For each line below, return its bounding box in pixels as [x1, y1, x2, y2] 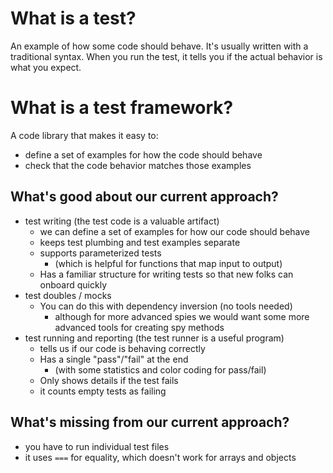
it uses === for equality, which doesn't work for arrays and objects [24, 451, 297, 463]
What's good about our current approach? [10, 188, 279, 206]
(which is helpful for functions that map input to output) [54, 257, 283, 269]
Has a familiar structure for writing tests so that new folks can [39, 268, 294, 280]
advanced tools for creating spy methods [54, 321, 225, 333]
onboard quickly [39, 278, 108, 291]
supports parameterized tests [39, 247, 162, 259]
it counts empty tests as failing [39, 385, 167, 397]
